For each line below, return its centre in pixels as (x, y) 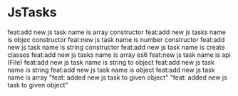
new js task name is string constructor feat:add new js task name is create (117, 47)
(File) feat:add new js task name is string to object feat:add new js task (111, 62)
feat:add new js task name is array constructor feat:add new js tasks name (117, 32)
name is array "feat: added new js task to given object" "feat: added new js (118, 77)
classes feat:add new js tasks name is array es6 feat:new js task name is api (119, 55)
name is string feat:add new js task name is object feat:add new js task (111, 70)
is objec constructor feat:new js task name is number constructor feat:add (116, 39)
